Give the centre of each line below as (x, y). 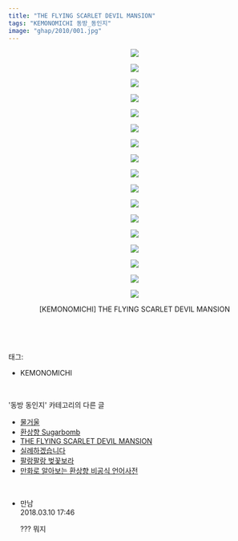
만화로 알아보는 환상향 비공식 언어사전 (79, 471)
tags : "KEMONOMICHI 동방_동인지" (60, 23)
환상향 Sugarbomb (50, 432)
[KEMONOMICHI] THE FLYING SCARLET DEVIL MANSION (135, 309)
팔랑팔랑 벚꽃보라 (47, 461)
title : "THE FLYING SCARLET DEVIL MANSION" (82, 16)
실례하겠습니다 (42, 451)
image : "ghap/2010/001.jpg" (55, 31)
